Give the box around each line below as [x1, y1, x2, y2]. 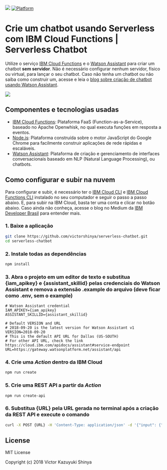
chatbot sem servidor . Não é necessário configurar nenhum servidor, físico [5, 65, 161, 72]
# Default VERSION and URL [5, 321, 61, 326]
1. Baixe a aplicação [5, 223, 54, 230]
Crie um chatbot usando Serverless [5, 23, 155, 34]
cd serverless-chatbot [5, 238, 52, 243]
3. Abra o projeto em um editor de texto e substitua [5, 273, 130, 280]
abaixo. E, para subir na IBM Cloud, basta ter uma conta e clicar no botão [5, 200, 155, 206]
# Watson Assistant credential [5, 303, 70, 309]
